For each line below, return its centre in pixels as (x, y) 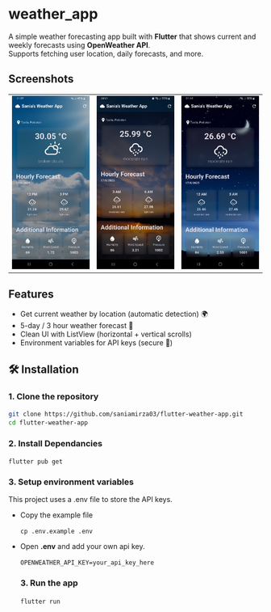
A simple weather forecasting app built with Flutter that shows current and (132, 36)
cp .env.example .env (56, 532)
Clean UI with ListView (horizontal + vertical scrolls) (106, 334)
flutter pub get (35, 462)
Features (31, 294)
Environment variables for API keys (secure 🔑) (96, 343)
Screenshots (41, 79)
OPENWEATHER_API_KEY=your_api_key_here (87, 563)
